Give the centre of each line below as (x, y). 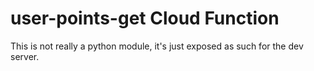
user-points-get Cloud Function (145, 18)
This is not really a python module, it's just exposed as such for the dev (157, 46)
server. (25, 56)
